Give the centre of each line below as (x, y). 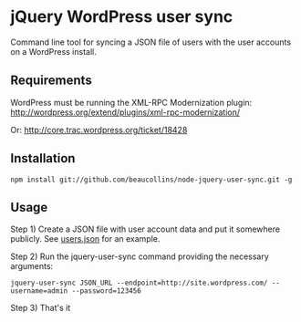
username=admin (39, 291)
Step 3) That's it (41, 308)
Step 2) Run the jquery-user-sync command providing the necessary (140, 256)
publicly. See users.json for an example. (85, 239)
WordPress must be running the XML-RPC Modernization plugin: (131, 102)
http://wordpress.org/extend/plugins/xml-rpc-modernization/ (125, 112)
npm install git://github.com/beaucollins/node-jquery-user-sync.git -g (151, 180)
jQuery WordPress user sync (122, 17)
